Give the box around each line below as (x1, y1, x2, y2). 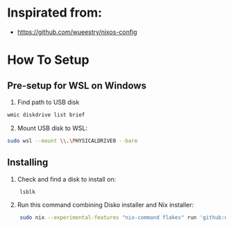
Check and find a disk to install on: (17, 175, 116, 183)
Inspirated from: (7, 5, 103, 21)
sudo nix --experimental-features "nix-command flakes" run (19, 214, 197, 221)
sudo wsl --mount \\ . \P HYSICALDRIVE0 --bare (7, 137, 138, 144)
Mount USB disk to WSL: (17, 123, 88, 132)
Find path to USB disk (17, 98, 80, 106)
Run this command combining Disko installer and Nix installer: (17, 201, 194, 209)
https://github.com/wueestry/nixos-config (17, 28, 137, 36)
